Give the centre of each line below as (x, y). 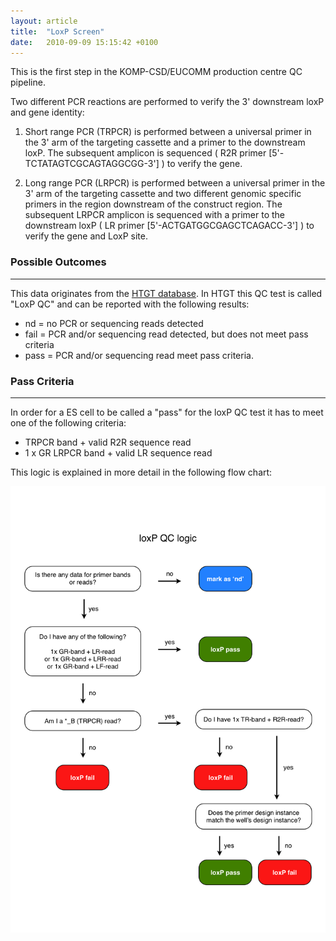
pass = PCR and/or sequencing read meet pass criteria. (139, 355)
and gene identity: (47, 112)
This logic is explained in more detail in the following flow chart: (141, 472)
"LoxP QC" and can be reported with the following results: (130, 304)
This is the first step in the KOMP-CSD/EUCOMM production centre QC (156, 72)
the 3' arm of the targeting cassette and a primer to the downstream (165, 142)
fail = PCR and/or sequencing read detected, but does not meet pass (166, 334)
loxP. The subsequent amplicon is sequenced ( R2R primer (145, 153)
